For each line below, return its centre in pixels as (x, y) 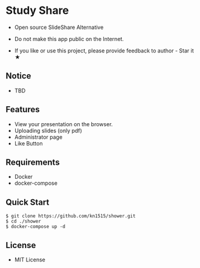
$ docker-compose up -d (36, 227)
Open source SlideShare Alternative (59, 27)
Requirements (33, 162)
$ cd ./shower (24, 222)
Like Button (28, 143)
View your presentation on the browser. (63, 124)
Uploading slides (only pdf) (48, 130)
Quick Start (27, 202)
